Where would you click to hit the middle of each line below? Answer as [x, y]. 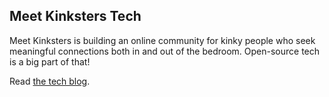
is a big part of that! [50, 61]
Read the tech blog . [50, 81]
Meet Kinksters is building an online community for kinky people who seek [162, 40]
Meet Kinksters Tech [75, 16]
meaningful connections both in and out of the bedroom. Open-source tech [165, 51]
